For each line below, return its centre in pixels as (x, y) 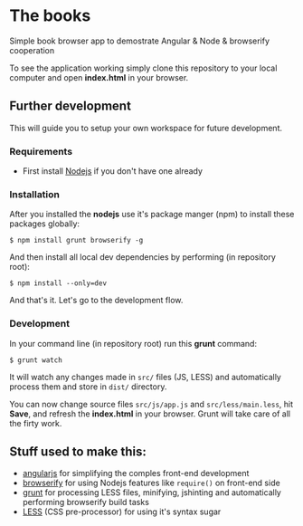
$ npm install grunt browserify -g (76, 241)
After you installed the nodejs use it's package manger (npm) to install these (152, 215)
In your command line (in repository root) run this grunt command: (133, 343)
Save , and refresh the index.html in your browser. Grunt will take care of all (150, 414)
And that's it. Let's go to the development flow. (96, 301)
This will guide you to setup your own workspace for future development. (146, 128)
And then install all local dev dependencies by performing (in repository (142, 257)
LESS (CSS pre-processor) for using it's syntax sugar (122, 512)
